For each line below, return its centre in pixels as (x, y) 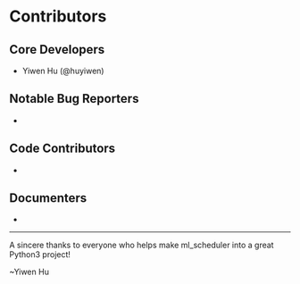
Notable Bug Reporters (74, 99)
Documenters (48, 198)
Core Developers (57, 50)
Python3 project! (40, 255)
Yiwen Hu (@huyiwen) (63, 71)
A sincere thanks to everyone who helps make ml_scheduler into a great (142, 245)
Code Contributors (62, 149)
